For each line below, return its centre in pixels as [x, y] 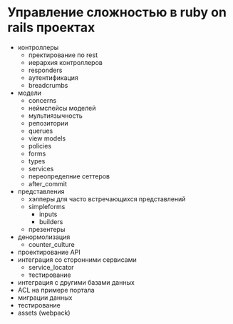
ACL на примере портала [56, 290]
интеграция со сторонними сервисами [77, 259]
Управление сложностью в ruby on [117, 12]
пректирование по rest [63, 55]
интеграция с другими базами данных [76, 282]
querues [41, 131]
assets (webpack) [44, 313]
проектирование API [49, 252]
